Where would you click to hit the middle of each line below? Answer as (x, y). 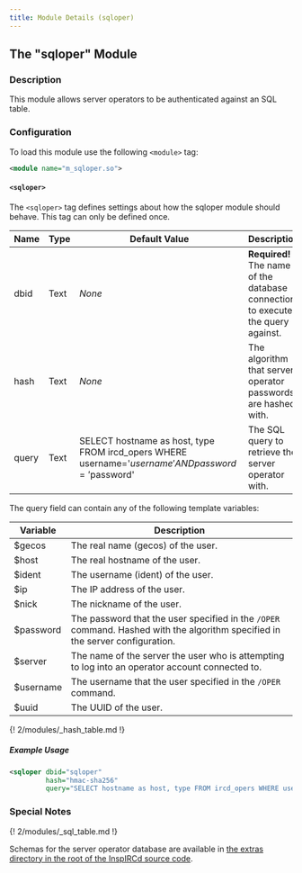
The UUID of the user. (117, 707)
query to (266, 440)
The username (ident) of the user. (142, 574)
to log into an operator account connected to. (166, 667)
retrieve (265, 452)
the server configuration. (123, 641)
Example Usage (40, 750)
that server (271, 370)
